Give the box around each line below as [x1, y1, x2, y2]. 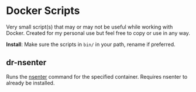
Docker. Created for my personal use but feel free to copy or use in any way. [6, 29, 190, 36]
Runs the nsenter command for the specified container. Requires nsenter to [6, 73, 188, 80]
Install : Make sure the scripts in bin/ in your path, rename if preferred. [6, 41, 176, 48]
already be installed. [6, 79, 55, 86]
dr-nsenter [6, 58, 47, 68]
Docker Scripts [6, 4, 80, 17]
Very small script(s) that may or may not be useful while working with [6, 23, 173, 30]
